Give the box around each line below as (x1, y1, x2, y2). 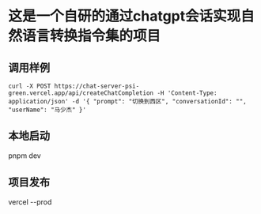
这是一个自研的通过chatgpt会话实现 (8, 7, 241, 25)
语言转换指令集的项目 (22, 27, 161, 45)
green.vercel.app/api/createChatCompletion (8, 89, 154, 97)
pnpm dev (8, 151, 41, 160)
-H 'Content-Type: (157, 89, 217, 97)
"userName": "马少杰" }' (8, 106, 87, 114)
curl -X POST (8, 82, 51, 90)
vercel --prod (8, 197, 52, 206)
